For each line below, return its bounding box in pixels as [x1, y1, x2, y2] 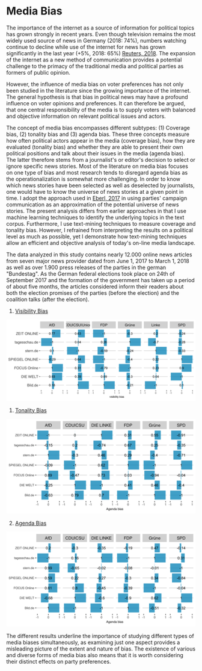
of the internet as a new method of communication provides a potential [6, 56, 182, 63]
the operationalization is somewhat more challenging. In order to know [6, 175, 181, 182]
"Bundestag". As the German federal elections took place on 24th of [6, 270, 176, 277]
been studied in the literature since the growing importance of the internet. [6, 87, 191, 94]
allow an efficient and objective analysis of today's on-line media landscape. [6, 239, 195, 246]
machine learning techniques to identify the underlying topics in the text [6, 214, 185, 221]
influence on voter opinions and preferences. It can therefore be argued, [6, 99, 186, 107]
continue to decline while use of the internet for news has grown [6, 43, 166, 51]
